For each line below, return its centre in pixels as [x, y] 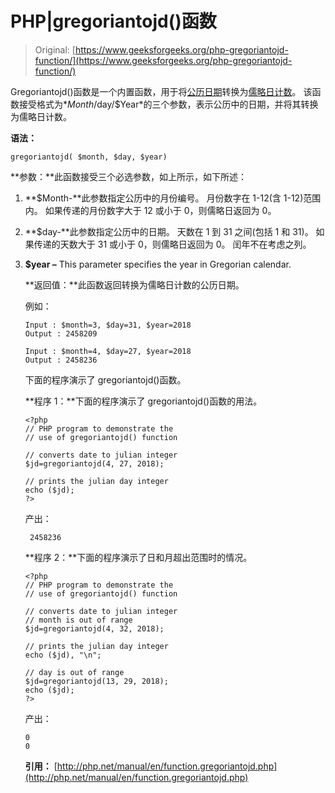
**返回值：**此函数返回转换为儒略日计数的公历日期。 [134, 284]
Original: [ [55, 49]
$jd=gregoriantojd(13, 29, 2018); [96, 681]
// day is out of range [74, 672]
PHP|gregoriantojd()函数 [113, 21]
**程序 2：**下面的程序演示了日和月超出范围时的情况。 [138, 557]
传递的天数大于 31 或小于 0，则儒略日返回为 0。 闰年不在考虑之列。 [172, 244]
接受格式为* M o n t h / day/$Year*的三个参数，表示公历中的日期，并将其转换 [168, 104]
